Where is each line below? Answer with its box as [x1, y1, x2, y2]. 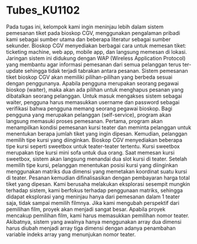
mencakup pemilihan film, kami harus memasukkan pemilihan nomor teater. [6, 211, 190, 219]
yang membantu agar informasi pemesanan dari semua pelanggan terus [6, 60, 182, 68]
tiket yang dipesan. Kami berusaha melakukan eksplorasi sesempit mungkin [6, 180, 191, 187]
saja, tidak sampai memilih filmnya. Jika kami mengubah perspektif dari [6, 199, 180, 206]
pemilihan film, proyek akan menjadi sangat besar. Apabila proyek [6, 206, 166, 213]
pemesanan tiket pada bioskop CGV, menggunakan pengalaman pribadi [6, 29, 180, 36]
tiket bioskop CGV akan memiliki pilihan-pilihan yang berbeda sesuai [6, 73, 173, 81]
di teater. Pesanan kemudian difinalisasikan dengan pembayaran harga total [6, 174, 190, 181]
